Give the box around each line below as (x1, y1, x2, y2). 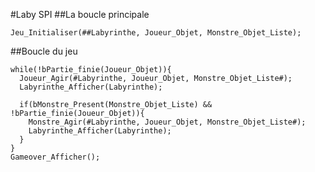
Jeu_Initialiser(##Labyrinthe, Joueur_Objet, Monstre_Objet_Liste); (10, 28, 302, 38)
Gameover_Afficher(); (10, 152, 101, 162)
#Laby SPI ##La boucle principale (10, 9, 150, 20)
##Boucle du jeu (10, 45, 78, 57)
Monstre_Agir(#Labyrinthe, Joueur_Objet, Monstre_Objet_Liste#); (28, 117, 307, 127)
